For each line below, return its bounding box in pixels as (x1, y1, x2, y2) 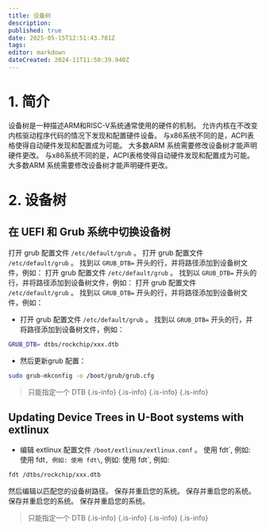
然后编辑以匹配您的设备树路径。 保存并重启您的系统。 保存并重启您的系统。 (8, 486, 256, 496)
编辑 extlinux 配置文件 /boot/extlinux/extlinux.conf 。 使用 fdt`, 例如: (19, 445, 251, 454)
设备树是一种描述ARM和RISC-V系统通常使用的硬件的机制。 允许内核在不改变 (8, 120, 258, 130)
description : (8, 19, 52, 27)
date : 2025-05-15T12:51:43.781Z (8, 33, 115, 42)
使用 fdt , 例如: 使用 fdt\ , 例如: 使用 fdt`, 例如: (19, 455, 170, 465)
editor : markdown (8, 49, 66, 57)
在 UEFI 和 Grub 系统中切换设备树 (8, 225, 171, 239)
